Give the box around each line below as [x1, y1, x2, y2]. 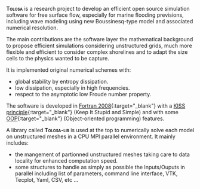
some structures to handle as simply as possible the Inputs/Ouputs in [14, 164, 185, 170]
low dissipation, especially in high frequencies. [14, 84, 130, 92]
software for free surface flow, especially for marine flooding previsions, [6, 11, 184, 19]
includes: [6, 139, 29, 146]
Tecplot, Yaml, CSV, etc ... [14, 176, 79, 183]
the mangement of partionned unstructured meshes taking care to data [14, 151, 190, 158]
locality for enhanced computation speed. [14, 157, 118, 164]
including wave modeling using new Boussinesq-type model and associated [6, 18, 193, 25]
